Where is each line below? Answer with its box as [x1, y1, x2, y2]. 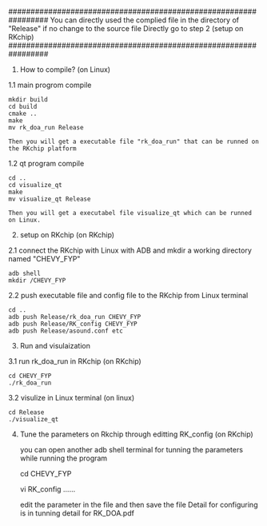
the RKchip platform [8, 145, 78, 153]
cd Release [8, 408, 45, 416]
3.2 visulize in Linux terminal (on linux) [8, 393, 135, 402]
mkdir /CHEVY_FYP [8, 277, 66, 285]
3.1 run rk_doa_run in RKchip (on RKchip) [8, 357, 141, 366]
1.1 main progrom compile [8, 80, 92, 90]
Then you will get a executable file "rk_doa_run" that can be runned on [8, 137, 260, 145]
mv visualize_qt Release [8, 195, 91, 203]
